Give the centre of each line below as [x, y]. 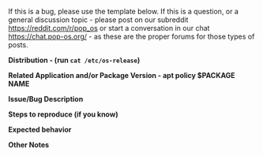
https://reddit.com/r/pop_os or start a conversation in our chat [109, 28]
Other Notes [29, 145]
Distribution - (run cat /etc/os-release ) [74, 60]
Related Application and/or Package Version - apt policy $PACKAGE [122, 75]
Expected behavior [40, 130]
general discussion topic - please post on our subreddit [98, 20]
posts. [19, 45]
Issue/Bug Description [46, 99]
